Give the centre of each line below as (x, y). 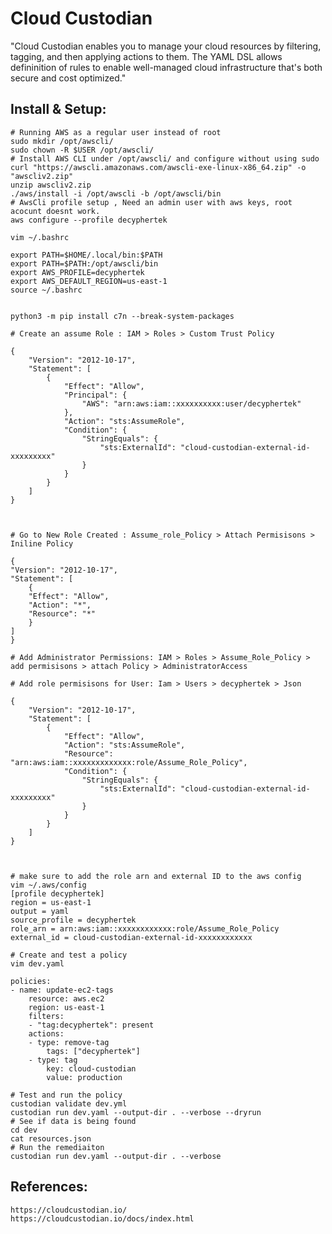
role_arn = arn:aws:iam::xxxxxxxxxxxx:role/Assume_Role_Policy (145, 928)
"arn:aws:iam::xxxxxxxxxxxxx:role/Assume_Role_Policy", (129, 762)
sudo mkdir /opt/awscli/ (62, 141)
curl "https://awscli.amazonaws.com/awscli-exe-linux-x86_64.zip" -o (158, 167)
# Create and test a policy (69, 955)
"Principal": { (95, 395)
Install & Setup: (58, 109)
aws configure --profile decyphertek (89, 220)
